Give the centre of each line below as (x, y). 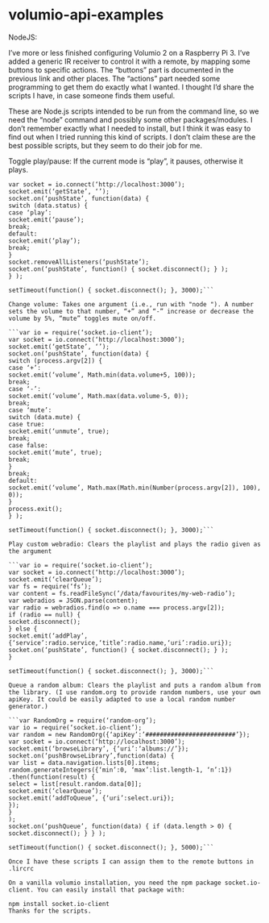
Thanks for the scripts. (50, 911)
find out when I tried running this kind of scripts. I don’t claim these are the (132, 137)
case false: (28, 445)
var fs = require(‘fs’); (50, 586)
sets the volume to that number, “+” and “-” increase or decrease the (131, 311)
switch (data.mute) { (45, 417)
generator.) (28, 706)
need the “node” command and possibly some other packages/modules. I (130, 119)
